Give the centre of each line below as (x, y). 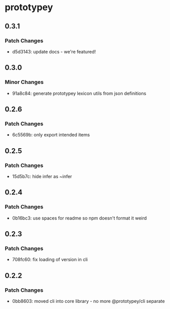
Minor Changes (24, 82)
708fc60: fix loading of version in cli (50, 260)
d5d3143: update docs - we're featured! (54, 51)
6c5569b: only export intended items (51, 135)
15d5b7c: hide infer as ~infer (42, 176)
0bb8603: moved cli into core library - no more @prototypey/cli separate (88, 301)
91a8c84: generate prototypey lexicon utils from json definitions (79, 93)
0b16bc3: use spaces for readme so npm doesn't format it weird (79, 218)
